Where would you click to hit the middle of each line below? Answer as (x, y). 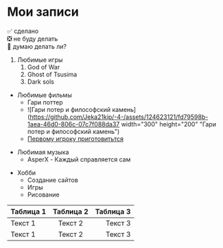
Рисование (43, 194)
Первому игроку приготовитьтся (75, 139)
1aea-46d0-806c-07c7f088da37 (73, 124)
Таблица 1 (28, 212)
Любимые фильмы (44, 95)
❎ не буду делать (33, 38)
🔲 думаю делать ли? (37, 46)
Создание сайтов (53, 180)
